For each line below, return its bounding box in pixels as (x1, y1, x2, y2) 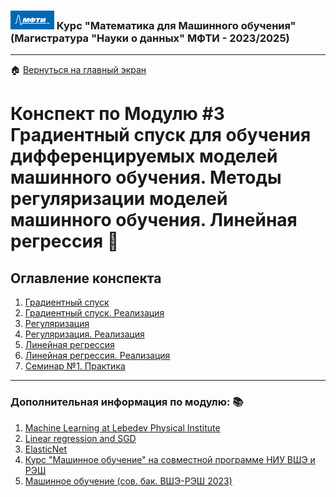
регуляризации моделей (10, 188, 228, 210)
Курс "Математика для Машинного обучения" (56, 18, 297, 32)
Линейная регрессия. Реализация (24, 350, 171, 362)
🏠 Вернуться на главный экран (10, 64, 147, 76)
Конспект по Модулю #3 (10, 103, 225, 125)
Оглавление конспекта (10, 270, 162, 287)
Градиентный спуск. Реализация (24, 307, 165, 319)
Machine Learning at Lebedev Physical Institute (24, 421, 221, 434)
